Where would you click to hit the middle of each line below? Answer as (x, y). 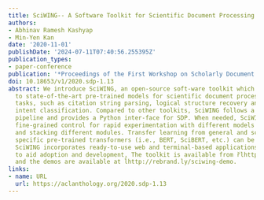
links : (19, 169)
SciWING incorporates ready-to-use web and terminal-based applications (137, 147)
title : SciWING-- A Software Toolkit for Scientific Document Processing (132, 15)
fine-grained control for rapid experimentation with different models (135, 125)
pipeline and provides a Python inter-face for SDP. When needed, (126, 118)
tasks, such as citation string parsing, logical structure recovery (131, 103)
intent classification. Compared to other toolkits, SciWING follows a (135, 111)
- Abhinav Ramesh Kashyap (50, 30)
